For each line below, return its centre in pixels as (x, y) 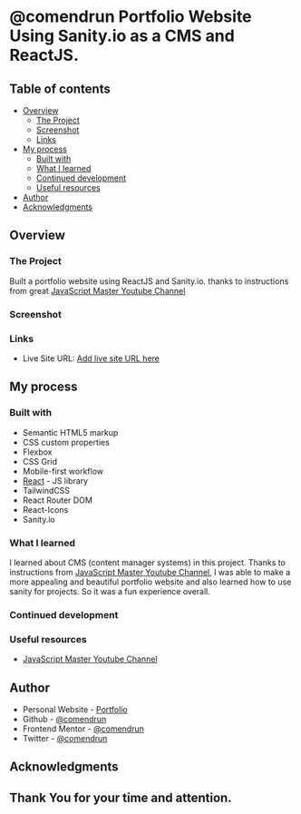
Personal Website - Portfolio (75, 709)
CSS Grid (39, 461)
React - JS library (55, 481)
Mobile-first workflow (63, 471)
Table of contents (60, 88)
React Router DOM (58, 500)
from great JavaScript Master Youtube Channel (97, 290)
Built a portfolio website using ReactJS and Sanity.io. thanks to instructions (149, 281)
